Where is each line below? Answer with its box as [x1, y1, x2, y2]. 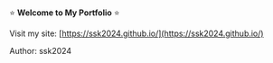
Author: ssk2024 [9, 46, 72, 56]
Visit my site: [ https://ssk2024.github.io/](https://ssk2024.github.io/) [9, 28, 264, 39]
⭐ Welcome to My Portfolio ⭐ [9, 7, 120, 18]
